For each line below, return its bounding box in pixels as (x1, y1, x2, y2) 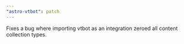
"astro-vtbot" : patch (6, 8, 60, 15)
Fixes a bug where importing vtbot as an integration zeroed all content (6, 25, 178, 32)
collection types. (6, 31, 47, 38)
